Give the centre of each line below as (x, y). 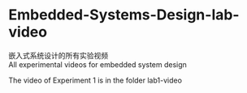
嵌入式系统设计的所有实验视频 (58, 55)
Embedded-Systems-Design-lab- (124, 15)
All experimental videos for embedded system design (97, 64)
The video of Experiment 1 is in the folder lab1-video (95, 80)
